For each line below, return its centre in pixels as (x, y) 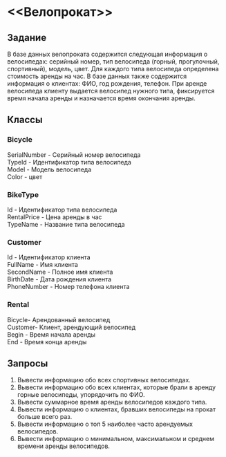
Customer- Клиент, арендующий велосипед (72, 327)
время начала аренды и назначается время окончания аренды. (101, 98)
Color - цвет (25, 176)
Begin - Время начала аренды (51, 334)
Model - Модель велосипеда (49, 169)
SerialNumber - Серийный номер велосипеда (74, 155)
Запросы (28, 363)
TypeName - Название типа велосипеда (66, 224)
